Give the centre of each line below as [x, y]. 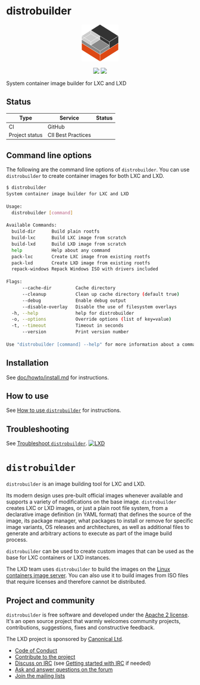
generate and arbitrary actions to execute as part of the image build [89, 533]
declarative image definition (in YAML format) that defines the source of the [99, 514]
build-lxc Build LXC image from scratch [69, 238]
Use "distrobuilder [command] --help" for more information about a [93, 344]
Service [69, 118]
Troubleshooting [38, 429]
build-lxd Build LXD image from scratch [69, 244]
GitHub [56, 127]
